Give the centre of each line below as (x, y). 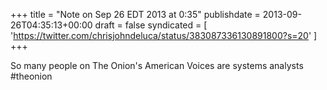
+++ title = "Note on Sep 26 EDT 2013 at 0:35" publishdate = (135, 14)
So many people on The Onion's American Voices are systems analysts (157, 65)
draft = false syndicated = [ (151, 25)
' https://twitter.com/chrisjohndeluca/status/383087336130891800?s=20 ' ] (164, 35)
